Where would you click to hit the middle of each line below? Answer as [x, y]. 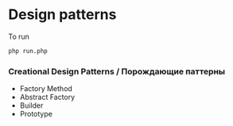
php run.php [28, 51]
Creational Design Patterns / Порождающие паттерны [117, 71]
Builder [31, 105]
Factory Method [46, 89]
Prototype [36, 114]
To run [19, 36]
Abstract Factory [47, 97]
